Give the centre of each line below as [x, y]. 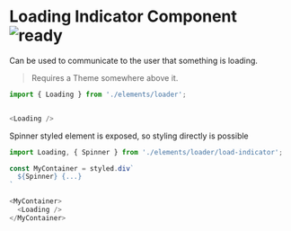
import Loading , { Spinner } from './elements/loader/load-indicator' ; [146, 152]
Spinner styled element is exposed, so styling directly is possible [129, 136]
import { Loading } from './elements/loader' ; [98, 94]
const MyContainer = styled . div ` [72, 168]
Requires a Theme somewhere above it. [105, 77]
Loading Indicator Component [123, 17]
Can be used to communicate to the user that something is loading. [134, 60]
